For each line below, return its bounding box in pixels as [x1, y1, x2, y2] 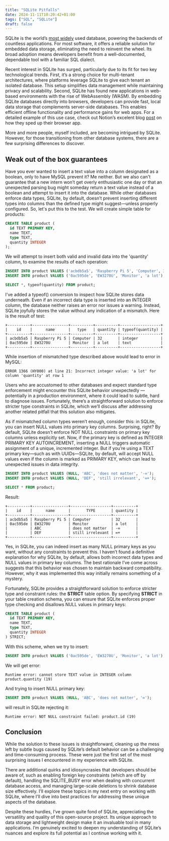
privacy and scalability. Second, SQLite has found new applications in [5, 88, 149, 94]
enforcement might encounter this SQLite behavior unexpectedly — [5, 387, 145, 393]
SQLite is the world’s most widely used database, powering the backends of [5, 35, 162, 41]
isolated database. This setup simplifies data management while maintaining [5, 83, 163, 89]
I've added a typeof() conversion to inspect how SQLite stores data [5, 291, 144, 297]
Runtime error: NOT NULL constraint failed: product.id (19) [5, 714, 136, 719]
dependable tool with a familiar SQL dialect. [5, 56, 96, 63]
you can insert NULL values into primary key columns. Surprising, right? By [5, 424, 161, 430]
